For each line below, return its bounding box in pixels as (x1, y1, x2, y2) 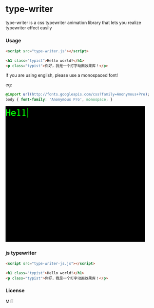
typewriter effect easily (5, 24, 52, 30)
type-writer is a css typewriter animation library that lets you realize (5, 20, 141, 25)
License (5, 287, 25, 294)
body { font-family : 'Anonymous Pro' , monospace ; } (5, 97, 113, 102)
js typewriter (5, 249, 37, 256)
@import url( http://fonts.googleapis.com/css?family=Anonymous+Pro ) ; (5, 92, 150, 96)
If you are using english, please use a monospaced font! (5, 72, 118, 78)
